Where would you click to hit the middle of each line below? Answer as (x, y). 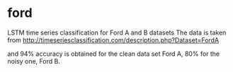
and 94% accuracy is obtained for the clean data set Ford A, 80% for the (114, 54)
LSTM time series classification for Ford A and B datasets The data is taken (117, 32)
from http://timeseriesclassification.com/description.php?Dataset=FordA (113, 40)
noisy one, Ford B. (34, 61)
